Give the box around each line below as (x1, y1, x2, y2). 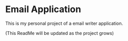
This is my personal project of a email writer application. (5, 20, 123, 26)
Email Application (5, 4, 82, 15)
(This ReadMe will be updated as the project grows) (5, 30, 114, 36)
